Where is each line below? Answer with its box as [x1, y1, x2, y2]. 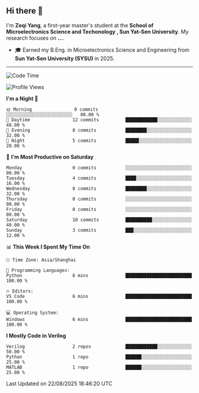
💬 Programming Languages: [6, 267, 70, 273]
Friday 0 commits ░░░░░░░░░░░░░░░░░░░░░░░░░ [6, 206, 192, 212]
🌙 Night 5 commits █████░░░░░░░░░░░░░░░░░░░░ [6, 137, 192, 143]
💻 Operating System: [6, 310, 59, 316]
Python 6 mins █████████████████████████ [6, 272, 192, 278]
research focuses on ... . [6, 34, 65, 42]
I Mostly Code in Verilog [6, 332, 66, 339]
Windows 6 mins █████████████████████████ [6, 316, 192, 322]
